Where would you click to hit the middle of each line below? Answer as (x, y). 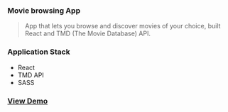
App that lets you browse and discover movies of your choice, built (123, 26)
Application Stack (39, 52)
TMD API (31, 75)
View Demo (28, 101)
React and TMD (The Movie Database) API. (88, 33)
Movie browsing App (44, 11)
